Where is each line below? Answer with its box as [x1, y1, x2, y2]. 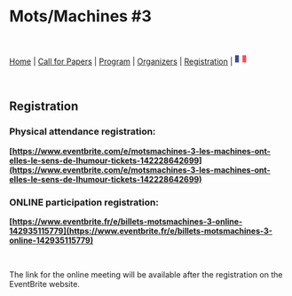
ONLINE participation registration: [9, 196, 160, 208]
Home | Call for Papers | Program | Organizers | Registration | [9, 56, 233, 66]
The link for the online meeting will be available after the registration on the [9, 269, 283, 280]
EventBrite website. [9, 278, 80, 289]
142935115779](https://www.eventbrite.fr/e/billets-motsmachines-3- [9, 225, 273, 236]
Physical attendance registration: [9, 126, 156, 138]
